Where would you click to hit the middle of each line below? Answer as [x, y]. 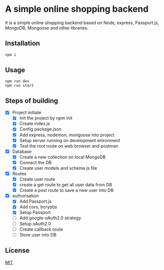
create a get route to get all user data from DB [66, 185]
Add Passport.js [35, 201]
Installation [23, 44]
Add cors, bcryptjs [38, 207]
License [17, 251]
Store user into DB [38, 235]
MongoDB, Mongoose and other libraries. [47, 28]
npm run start [20, 86]
